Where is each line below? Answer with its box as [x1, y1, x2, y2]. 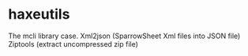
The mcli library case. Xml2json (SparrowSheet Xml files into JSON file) [8, 31, 241, 40]
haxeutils [8, 5, 70, 23]
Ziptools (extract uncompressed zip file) [8, 39, 138, 48]
